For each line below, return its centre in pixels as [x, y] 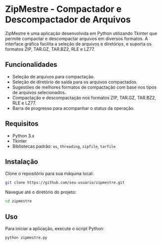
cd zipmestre [19, 201]
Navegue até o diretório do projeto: [41, 192]
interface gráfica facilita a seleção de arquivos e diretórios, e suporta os [78, 44]
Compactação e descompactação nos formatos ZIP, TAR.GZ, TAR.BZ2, [84, 98]
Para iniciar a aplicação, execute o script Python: [55, 228]
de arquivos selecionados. [39, 92]
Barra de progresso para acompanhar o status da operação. [73, 108]
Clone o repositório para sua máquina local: [49, 174]
